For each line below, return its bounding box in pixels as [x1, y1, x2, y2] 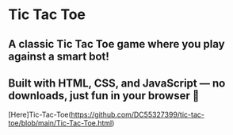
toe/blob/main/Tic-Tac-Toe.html [8, 118, 113, 128]
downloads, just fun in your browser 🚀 [8, 89, 200, 102]
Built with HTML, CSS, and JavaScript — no [8, 76, 226, 90]
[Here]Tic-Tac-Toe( [8, 110, 71, 120]
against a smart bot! [8, 49, 109, 63]
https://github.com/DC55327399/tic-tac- [71, 110, 204, 120]
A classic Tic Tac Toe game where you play [8, 37, 225, 51]
